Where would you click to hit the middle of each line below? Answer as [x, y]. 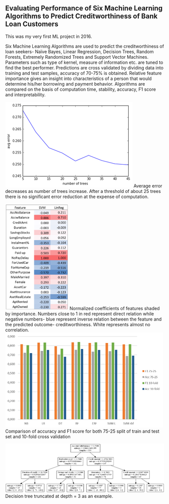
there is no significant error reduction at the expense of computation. [77, 197]
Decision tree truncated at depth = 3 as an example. [59, 496]
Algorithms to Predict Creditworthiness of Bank [81, 16]
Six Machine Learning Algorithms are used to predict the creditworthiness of [85, 46]
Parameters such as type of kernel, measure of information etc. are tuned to [84, 62]
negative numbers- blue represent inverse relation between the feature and [83, 319]
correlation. [17, 330]
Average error [148, 186]
